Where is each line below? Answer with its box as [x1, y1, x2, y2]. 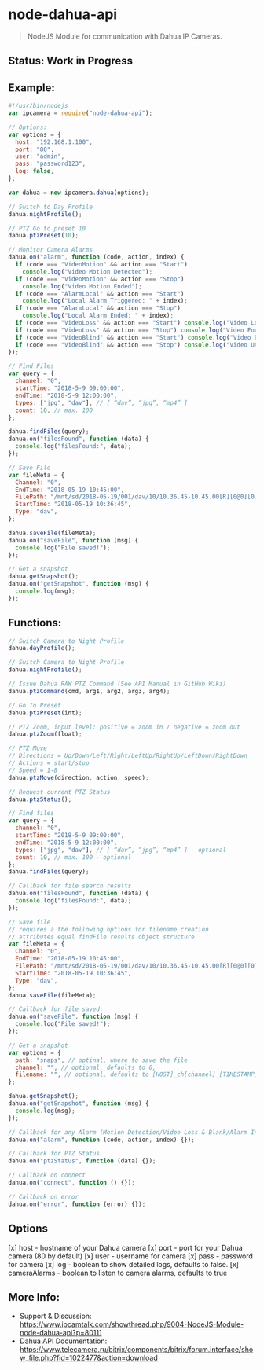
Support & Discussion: [19, 1311, 92, 1321]
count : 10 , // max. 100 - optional [15, 853, 132, 861]
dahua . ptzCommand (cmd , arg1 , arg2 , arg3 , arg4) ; [8, 687, 170, 695]
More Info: [8, 1291, 60, 1304]
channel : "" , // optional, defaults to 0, [15, 1063, 156, 1071]
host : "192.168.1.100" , [15, 138, 93, 146]
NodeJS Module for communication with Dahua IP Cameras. [27, 31, 222, 41]
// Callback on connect [8, 1171, 86, 1180]
